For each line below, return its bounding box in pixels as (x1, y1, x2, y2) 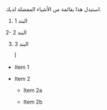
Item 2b (23, 99, 43, 105)
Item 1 (14, 63, 29, 71)
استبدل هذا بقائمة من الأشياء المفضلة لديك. (5, 6, 102, 13)
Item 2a (23, 87, 43, 94)
